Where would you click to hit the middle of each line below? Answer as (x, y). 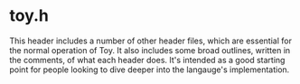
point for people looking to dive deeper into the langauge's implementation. (150, 70)
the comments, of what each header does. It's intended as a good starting (147, 60)
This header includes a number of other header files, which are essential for (150, 41)
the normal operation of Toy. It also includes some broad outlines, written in (150, 50)
